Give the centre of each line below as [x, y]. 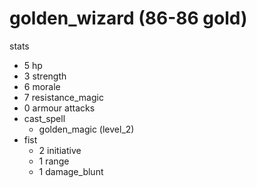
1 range [54, 161]
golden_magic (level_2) [86, 129]
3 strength [45, 76]
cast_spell [44, 118]
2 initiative [60, 150]
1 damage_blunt [71, 171]
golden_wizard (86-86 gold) [128, 18]
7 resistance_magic [63, 97]
